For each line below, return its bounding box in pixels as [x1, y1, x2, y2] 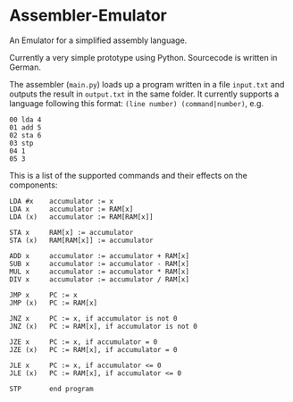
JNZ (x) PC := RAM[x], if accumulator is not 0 [9, 322, 198, 331]
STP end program [9, 384, 94, 393]
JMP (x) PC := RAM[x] [9, 298, 98, 307]
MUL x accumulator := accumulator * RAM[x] [9, 267, 190, 276]
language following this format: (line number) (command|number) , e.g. [9, 97, 264, 108]
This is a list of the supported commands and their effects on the [9, 170, 247, 180]
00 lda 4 [9, 115, 42, 124]
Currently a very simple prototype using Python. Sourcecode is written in [9, 52, 278, 63]
